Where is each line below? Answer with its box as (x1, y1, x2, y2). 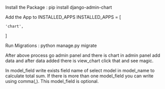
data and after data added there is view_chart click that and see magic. (5, 58, 154, 64)
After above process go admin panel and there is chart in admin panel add (5, 53, 160, 58)
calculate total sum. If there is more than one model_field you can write (5, 73, 154, 79)
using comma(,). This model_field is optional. (5, 78, 99, 84)
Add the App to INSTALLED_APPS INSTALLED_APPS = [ (5, 14, 121, 20)
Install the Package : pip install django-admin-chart (5, 5, 112, 10)
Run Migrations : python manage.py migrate (5, 42, 97, 49)
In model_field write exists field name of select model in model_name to (5, 68, 155, 73)
